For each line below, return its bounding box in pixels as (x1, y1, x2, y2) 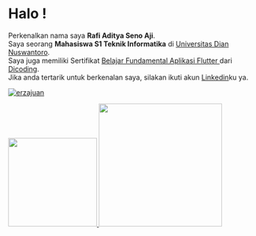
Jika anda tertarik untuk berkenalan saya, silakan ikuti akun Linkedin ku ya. (8, 72, 249, 82)
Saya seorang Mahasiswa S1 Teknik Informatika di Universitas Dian (8, 39, 229, 48)
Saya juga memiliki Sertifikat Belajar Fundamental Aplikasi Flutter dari (8, 56, 232, 65)
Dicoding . (8, 64, 39, 73)
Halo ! (8, 5, 47, 23)
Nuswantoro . (8, 47, 50, 57)
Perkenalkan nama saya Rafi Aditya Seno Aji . (8, 31, 156, 40)
